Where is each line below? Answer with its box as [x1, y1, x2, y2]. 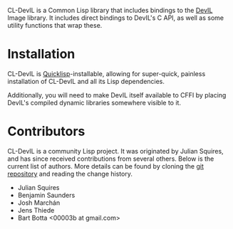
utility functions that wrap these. [7, 21, 103, 29]
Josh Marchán [17, 198, 61, 207]
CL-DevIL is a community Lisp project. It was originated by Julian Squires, [7, 147, 224, 155]
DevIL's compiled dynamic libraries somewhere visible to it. [7, 98, 182, 107]
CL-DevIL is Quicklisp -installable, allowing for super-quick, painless [7, 69, 206, 78]
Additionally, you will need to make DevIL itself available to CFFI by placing [7, 90, 227, 99]
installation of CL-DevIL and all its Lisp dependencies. [7, 77, 165, 85]
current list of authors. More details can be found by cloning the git [7, 161, 204, 170]
